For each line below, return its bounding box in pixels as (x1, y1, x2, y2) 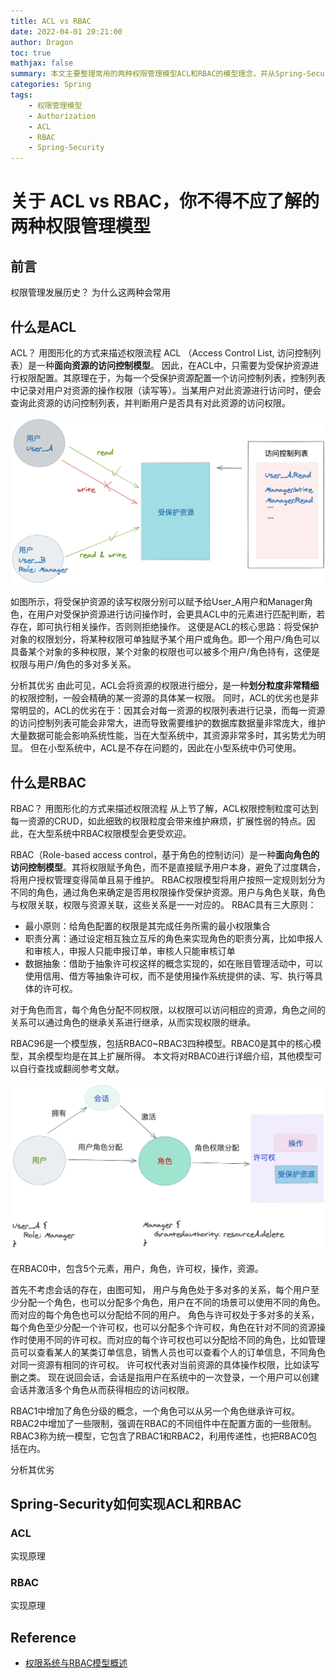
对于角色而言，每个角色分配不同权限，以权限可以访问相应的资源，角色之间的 (10, 1004, 326, 1015)
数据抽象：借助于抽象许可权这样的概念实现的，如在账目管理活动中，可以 (24, 958, 323, 969)
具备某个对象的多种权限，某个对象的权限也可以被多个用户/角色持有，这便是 (10, 646, 321, 658)
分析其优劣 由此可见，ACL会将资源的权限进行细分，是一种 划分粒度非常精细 (10, 680, 320, 692)
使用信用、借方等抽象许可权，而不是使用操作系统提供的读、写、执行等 (24, 970, 315, 982)
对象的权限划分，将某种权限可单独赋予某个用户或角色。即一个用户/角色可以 (10, 633, 321, 645)
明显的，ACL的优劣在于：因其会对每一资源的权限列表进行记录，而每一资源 (18, 705, 326, 717)
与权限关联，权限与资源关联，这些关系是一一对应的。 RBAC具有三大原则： (10, 899, 317, 910)
